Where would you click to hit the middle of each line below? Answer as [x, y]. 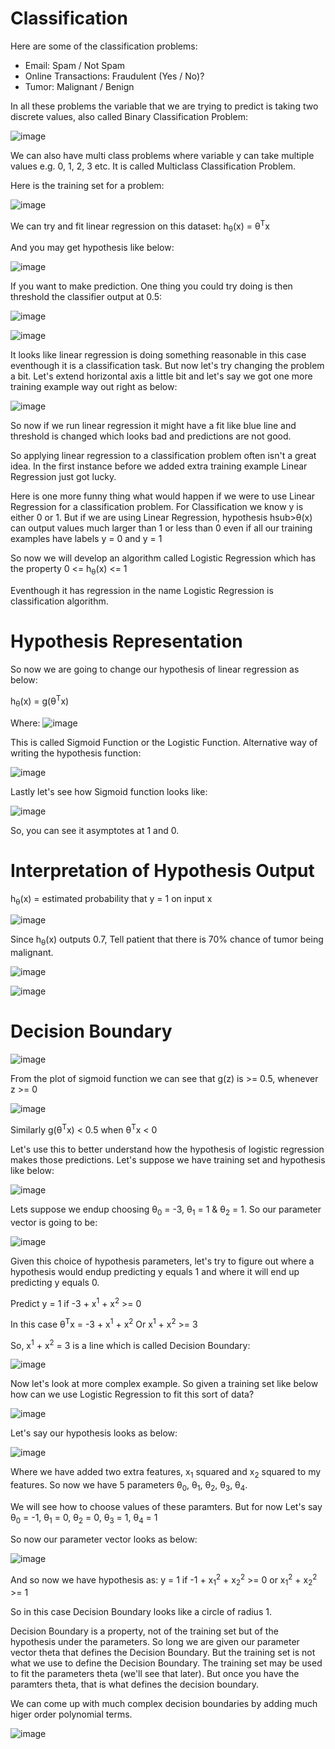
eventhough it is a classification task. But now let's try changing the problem [167, 366]
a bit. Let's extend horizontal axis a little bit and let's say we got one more [161, 376]
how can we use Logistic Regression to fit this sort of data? [132, 1394]
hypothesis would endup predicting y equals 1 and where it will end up [155, 1271]
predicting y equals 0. [55, 1282]
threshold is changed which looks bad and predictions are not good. [151, 436]
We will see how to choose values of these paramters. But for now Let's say [166, 1507]
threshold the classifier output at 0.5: [86, 297]
